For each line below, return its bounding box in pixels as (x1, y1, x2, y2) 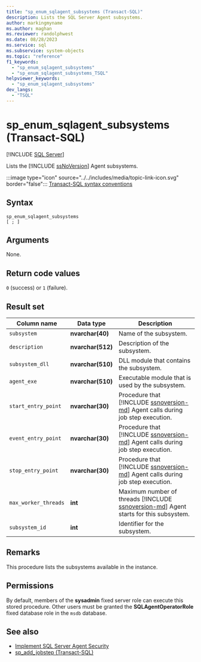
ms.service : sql (6, 43, 47, 49)
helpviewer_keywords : (6, 75, 60, 81)
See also (6, 627, 39, 637)
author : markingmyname (6, 20, 63, 26)
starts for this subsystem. (118, 510, 190, 518)
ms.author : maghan (6, 25, 52, 32)
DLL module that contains (118, 356, 191, 364)
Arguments (6, 235, 50, 245)
